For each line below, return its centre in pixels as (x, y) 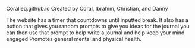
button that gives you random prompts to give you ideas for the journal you (98, 26)
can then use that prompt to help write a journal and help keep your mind (95, 33)
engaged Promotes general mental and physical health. (74, 39)
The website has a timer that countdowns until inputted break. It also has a (97, 20)
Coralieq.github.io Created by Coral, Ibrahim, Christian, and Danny (87, 9)
